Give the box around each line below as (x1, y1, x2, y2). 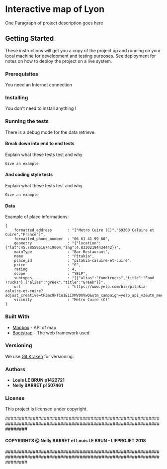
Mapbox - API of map (12, 324, 56, 330)
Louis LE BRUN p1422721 (12, 377, 65, 383)
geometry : (14, 241, 70, 246)
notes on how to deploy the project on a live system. (5, 58, 112, 64)
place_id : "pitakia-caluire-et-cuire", (14, 258, 133, 263)
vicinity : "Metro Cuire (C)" (14, 297, 110, 303)
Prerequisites (5, 71, 38, 78)
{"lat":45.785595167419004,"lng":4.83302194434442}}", (5, 245, 121, 250)
